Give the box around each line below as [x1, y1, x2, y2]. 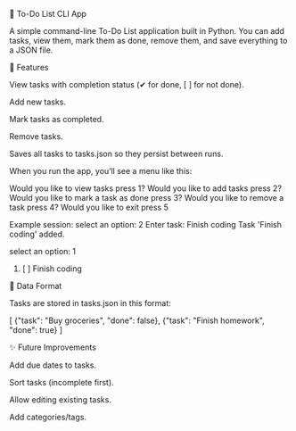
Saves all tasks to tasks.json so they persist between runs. [9, 148, 224, 159]
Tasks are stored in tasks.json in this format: [9, 298, 171, 308]
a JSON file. [9, 45, 53, 55]
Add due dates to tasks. [9, 360, 96, 370]
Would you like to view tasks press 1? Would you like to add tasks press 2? [9, 183, 283, 194]
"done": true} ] [9, 325, 63, 335]
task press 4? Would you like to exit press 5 [9, 202, 169, 212]
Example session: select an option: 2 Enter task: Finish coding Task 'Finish [9, 220, 283, 229]
